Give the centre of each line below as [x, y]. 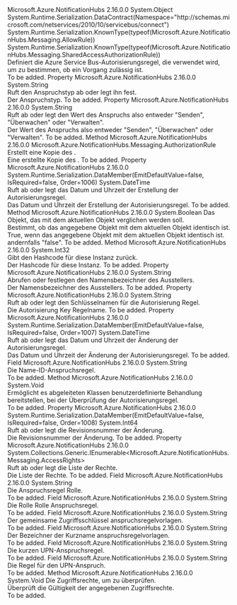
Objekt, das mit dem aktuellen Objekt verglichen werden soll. [96, 220]
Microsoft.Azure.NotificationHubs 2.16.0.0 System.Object [90, 10]
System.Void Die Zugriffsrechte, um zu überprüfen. [82, 580]
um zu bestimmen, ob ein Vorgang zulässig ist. [75, 70]
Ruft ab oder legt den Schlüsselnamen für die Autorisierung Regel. [104, 302]
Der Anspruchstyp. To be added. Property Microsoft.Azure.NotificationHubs [118, 100]
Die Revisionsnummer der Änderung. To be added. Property [94, 437]
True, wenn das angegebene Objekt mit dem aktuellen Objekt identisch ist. [116, 235]
